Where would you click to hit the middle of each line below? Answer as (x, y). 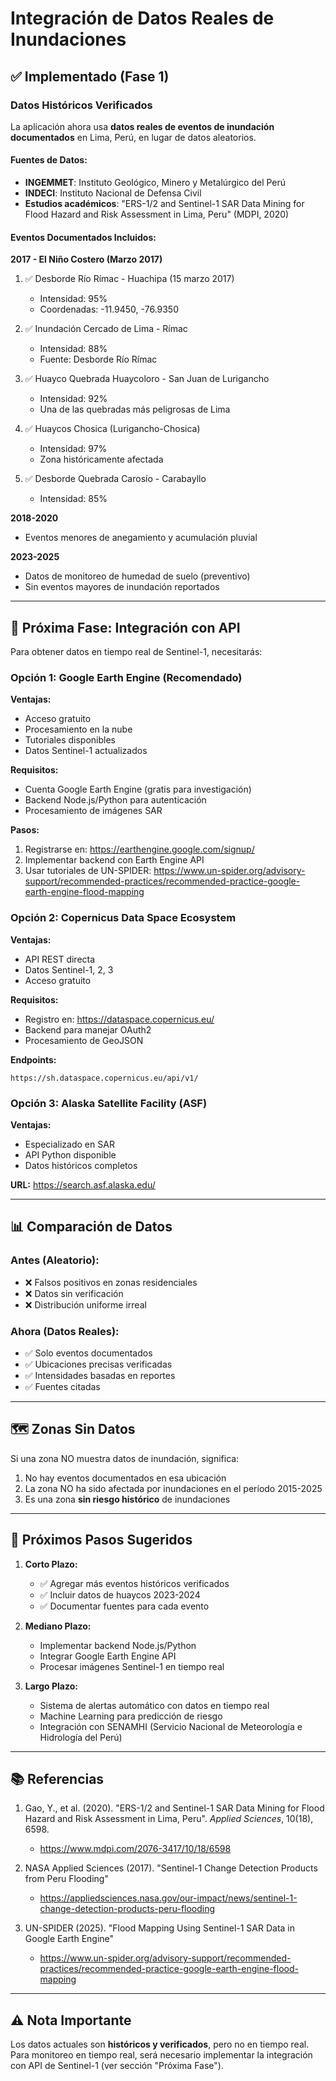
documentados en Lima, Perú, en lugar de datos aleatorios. (133, 137)
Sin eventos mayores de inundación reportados (122, 587)
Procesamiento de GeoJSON (84, 1040)
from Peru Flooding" (66, 1879)
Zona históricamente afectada (101, 459)
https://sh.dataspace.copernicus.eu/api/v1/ (104, 1078)
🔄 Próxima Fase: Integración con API (125, 627)
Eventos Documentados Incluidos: (83, 237)
